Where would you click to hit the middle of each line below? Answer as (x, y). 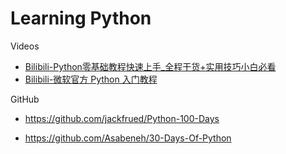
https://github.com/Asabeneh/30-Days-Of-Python (128, 138)
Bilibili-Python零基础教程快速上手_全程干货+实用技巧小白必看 (150, 66)
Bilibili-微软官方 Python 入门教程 (91, 79)
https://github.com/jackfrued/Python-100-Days (122, 118)
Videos (25, 46)
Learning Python (81, 18)
